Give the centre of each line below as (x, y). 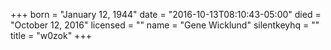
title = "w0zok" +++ (51, 35)
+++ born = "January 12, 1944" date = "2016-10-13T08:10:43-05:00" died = (166, 14)
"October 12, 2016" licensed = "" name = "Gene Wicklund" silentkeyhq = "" (165, 25)
